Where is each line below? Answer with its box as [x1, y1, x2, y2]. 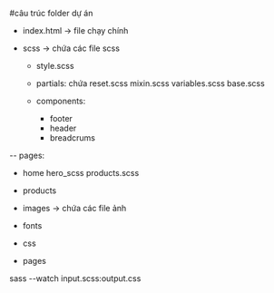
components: [35, 95, 86, 106]
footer [49, 113, 73, 123]
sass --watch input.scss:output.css [9, 273, 142, 284]
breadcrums [49, 132, 95, 143]
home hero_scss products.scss [22, 168, 140, 178]
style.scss [35, 61, 74, 71]
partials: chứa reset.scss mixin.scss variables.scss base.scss [35, 78, 265, 89]
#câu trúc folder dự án [9, 8, 93, 18]
